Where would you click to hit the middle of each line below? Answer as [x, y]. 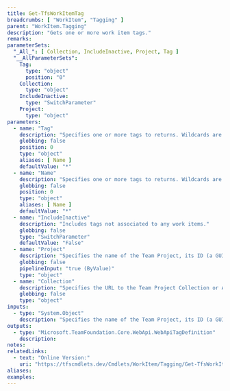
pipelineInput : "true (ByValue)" [67, 268]
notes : [16, 345]
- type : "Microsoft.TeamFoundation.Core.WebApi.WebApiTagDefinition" [114, 332]
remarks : [20, 39]
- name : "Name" [35, 173]
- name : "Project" [40, 250]
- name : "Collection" [44, 281]
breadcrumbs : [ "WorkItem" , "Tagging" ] [66, 20]
